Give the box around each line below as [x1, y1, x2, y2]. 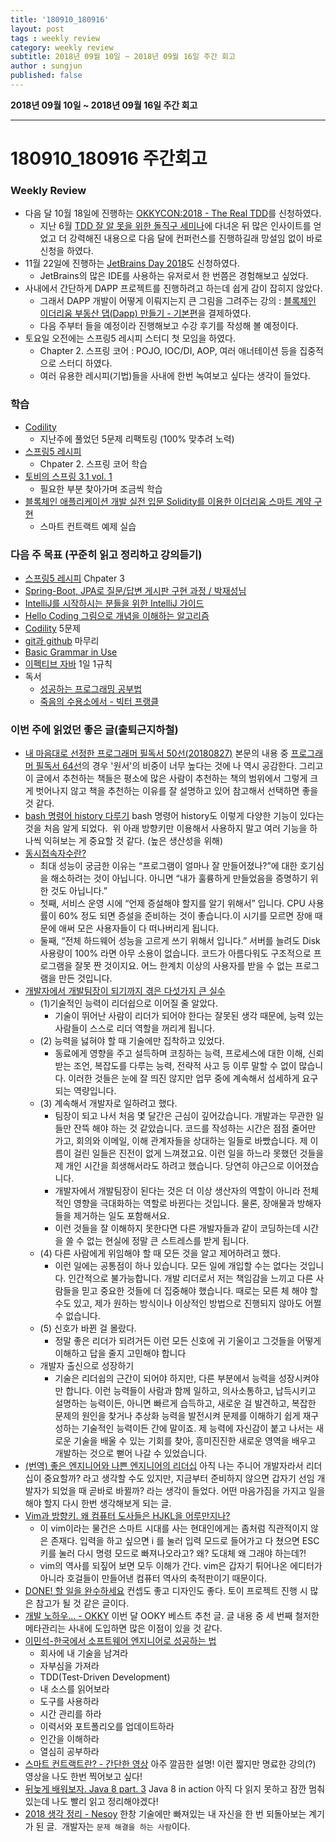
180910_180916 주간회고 [10, 147, 208, 170]
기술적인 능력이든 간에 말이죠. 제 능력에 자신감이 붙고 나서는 [81, 1422, 314, 1435]
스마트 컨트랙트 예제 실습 [39, 520, 137, 532]
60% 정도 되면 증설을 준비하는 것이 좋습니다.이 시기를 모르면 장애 [58, 910, 313, 922]
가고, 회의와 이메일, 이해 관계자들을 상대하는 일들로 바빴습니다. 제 [54, 1135, 308, 1147]
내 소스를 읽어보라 [39, 1683, 110, 1695]
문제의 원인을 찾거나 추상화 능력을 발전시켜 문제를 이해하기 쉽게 [54, 1410, 301, 1422]
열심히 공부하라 [39, 1746, 100, 1758]
